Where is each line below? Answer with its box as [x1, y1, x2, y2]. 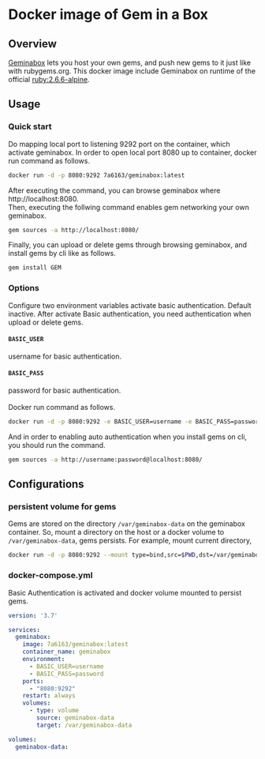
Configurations [8, 478, 84, 491]
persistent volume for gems [8, 502, 117, 513]
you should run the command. [8, 440, 106, 449]
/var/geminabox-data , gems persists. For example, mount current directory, [8, 535, 252, 546]
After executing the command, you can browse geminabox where [8, 186, 221, 195]
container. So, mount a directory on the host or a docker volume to [8, 528, 225, 537]
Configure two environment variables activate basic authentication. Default [8, 300, 252, 310]
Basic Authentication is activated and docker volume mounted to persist [8, 588, 242, 597]
